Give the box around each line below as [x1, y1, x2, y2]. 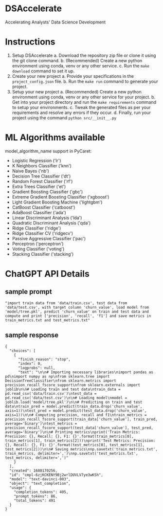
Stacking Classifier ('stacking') [12, 251, 74, 257]
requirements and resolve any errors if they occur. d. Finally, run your [12, 110, 151, 115]
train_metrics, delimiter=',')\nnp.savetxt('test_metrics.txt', [5, 451, 138, 456]
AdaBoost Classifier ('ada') [12, 209, 67, 215]
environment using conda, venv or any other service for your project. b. [12, 94, 156, 100]
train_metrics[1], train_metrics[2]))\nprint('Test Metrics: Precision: [5, 438, 156, 443]
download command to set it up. [12, 68, 75, 74]
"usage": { [9, 485, 32, 490]
